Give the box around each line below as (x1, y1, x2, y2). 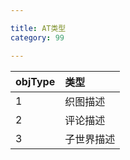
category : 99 (10, 32, 65, 43)
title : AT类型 (10, 23, 67, 33)
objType (15, 74, 56, 88)
